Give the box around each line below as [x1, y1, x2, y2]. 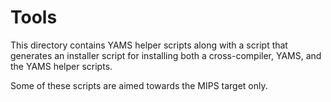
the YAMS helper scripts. [10, 60, 113, 72]
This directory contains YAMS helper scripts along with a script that [10, 39, 288, 51]
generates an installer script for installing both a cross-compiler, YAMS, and [10, 49, 322, 61]
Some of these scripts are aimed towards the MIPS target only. [10, 79, 268, 91]
